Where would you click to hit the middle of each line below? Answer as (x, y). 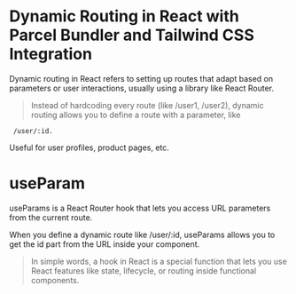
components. (55, 280)
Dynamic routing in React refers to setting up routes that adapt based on (141, 78)
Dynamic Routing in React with (124, 16)
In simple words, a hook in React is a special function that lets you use (159, 261)
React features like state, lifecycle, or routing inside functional (144, 270)
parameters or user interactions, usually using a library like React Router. (142, 88)
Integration (51, 54)
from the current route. (51, 217)
